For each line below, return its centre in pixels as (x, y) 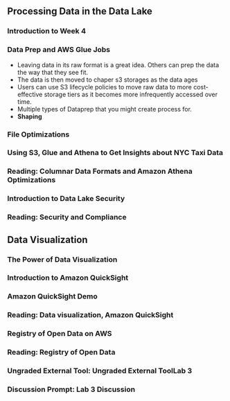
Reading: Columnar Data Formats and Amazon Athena (100, 171)
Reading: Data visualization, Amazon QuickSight (90, 315)
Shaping (29, 116)
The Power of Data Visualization (62, 259)
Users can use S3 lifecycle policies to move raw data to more (104, 87)
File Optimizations (38, 134)
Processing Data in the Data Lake (80, 11)
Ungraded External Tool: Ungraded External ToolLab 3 (100, 371)
